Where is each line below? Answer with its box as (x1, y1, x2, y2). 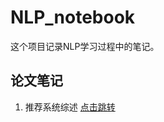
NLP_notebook (10, 6, 136, 29)
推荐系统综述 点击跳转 (24, 101, 116, 113)
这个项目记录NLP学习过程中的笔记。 (10, 40, 160, 52)
